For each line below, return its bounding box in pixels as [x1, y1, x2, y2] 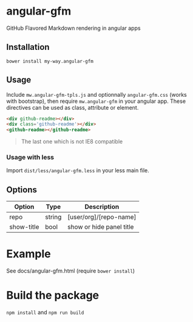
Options [6, 184, 38, 195]
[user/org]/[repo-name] [67, 213, 137, 222]
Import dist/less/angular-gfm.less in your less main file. [6, 167, 150, 174]
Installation [6, 42, 50, 52]
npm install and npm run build [6, 309, 84, 316]
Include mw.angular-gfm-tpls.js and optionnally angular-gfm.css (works [6, 91, 187, 98]
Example [6, 247, 51, 261]
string [45, 213, 62, 222]
